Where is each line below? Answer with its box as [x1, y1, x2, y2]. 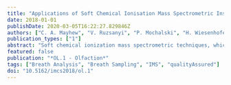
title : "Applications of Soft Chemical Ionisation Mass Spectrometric [7, 10, 214, 17]
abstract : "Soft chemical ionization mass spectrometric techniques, [7, 42, 211, 49]
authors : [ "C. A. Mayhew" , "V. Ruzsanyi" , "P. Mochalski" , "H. [7, 29, 192, 36]
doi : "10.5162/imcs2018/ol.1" [7, 67, 94, 74]
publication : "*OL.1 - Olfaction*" [7, 55, 109, 62]
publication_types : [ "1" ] [7, 36, 81, 42]
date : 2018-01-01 [7, 16, 57, 23]
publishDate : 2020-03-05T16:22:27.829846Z [7, 23, 131, 29]
